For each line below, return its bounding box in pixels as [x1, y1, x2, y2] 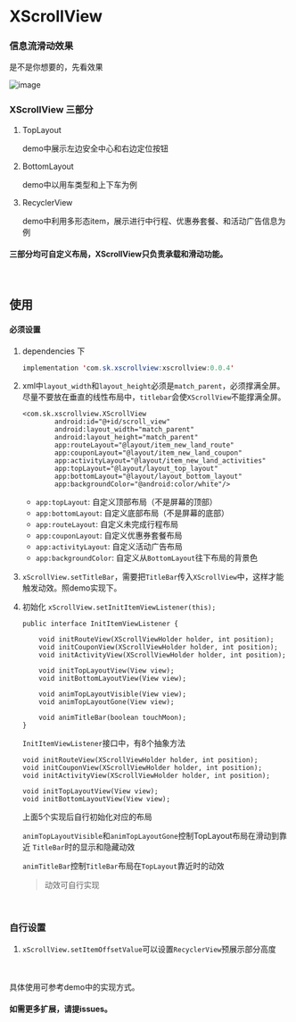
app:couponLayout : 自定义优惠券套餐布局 [35, 530, 183, 541]
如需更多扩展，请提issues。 [9, 1003, 113, 1015]
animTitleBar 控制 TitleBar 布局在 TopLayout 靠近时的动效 [21, 860, 225, 872]
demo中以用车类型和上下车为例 [21, 179, 138, 189]
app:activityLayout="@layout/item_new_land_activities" [54, 457, 267, 465]
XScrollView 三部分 [9, 104, 94, 116]
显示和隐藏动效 [79, 842, 136, 852]
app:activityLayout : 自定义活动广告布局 [35, 541, 183, 552]
